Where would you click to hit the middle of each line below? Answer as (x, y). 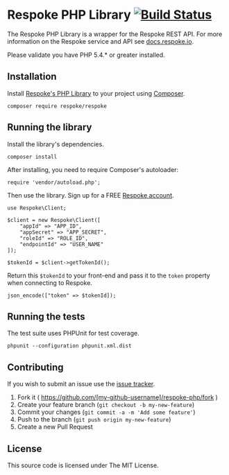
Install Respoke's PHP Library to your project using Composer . (96, 93)
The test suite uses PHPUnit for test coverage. (74, 334)
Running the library (50, 127)
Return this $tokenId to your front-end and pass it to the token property (109, 275)
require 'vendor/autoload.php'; (54, 182)
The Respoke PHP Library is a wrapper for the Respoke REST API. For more (115, 34)
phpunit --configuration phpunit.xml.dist (69, 346)
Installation (32, 77)
